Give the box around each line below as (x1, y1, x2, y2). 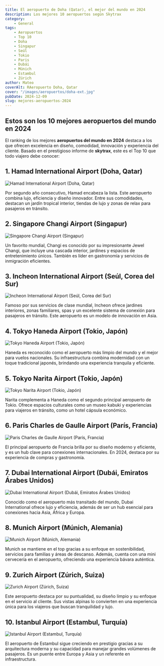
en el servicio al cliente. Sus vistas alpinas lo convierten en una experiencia (5, 599, 157, 605)
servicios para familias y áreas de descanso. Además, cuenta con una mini (5, 551, 156, 557)
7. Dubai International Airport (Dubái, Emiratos (5, 469, 148, 477)
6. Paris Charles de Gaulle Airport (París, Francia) (5, 421, 158, 430)
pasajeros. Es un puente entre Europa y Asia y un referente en (5, 651, 130, 657)
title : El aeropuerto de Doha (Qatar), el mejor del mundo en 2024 (5, 7, 146, 12)
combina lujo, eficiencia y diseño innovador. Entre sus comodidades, (5, 195, 143, 201)
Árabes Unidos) (5, 476, 54, 485)
